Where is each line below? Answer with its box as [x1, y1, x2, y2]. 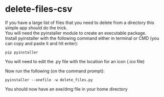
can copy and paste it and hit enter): [5, 40, 78, 46]
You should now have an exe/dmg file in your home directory [5, 86, 128, 92]
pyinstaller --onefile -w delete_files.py [5, 77, 93, 82]
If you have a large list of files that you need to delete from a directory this [5, 20, 154, 25]
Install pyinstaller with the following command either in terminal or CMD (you [5, 35, 159, 41]
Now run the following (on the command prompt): [5, 68, 105, 74]
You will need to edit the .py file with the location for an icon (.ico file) [5, 58, 145, 64]
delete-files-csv [5, 3, 72, 15]
